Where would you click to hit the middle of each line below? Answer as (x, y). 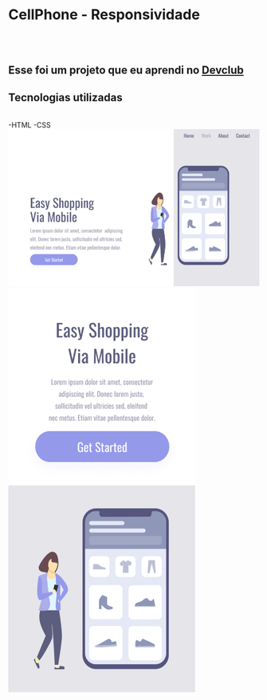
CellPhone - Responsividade (104, 15)
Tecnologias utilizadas (65, 97)
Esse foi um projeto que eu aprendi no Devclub (126, 71)
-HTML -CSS (30, 125)
